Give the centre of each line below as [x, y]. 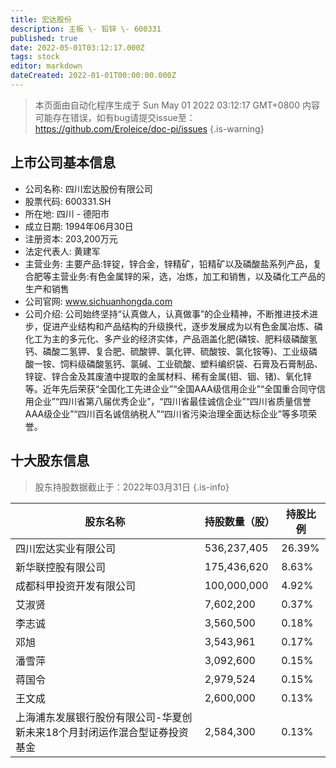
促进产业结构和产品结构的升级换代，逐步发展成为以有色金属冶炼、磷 [182, 326]
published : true [44, 38]
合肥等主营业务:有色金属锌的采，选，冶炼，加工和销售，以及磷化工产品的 [175, 276]
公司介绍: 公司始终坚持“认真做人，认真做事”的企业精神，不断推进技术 [167, 313]
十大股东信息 [50, 461]
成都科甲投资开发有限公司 [76, 586]
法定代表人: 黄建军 [62, 251]
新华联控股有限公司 [61, 567]
